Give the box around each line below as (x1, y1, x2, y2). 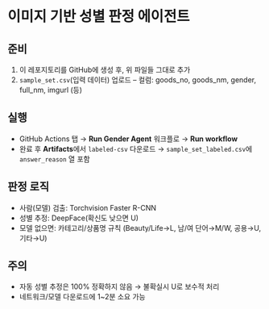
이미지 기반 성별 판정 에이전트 (7, 7, 190, 26)
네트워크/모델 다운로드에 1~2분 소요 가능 (19, 292, 146, 302)
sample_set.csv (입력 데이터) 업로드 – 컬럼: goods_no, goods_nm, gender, (19, 75, 257, 85)
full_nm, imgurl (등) (19, 86, 82, 94)
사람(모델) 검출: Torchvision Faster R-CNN (19, 203, 157, 212)
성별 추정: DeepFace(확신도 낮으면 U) (19, 213, 139, 223)
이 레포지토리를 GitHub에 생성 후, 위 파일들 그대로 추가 (19, 65, 191, 74)
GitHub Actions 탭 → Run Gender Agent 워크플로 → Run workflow (19, 134, 238, 144)
